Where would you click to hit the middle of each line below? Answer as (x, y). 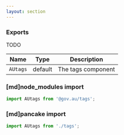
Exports (18, 32)
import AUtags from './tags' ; (43, 126)
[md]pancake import (36, 114)
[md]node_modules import (45, 87)
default (43, 69)
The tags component (86, 69)
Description (87, 59)
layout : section (26, 11)
